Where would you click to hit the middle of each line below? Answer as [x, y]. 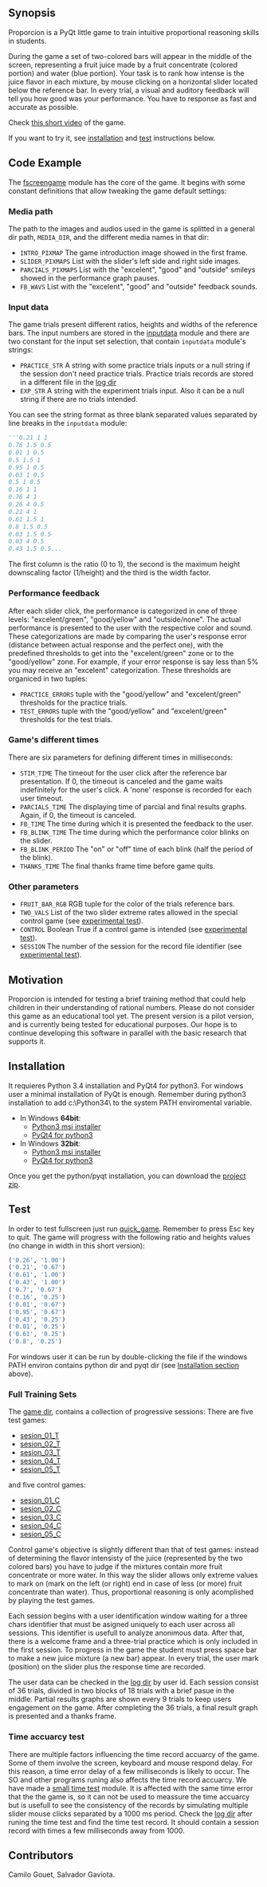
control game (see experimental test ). [81, 921]
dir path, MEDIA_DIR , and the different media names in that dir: [109, 237]
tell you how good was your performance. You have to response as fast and [133, 98]
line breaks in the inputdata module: [68, 423]
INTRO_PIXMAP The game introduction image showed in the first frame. [133, 252]
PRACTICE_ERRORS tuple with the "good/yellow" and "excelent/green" [130, 694]
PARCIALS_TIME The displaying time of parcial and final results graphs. [133, 806]
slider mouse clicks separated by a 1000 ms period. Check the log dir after [130, 1814]
